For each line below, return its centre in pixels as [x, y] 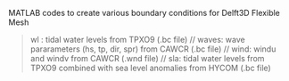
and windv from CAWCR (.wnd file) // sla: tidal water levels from [147, 58]
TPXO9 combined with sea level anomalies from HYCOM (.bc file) [150, 68]
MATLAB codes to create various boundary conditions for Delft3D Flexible [144, 13]
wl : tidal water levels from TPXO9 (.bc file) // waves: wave [138, 40]
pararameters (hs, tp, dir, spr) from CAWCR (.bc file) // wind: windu [153, 49]
